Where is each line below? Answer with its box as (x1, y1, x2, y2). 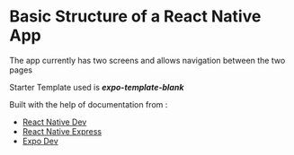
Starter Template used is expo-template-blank (9, 82, 184, 92)
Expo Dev (22, 135, 58, 146)
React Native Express (22, 125, 102, 136)
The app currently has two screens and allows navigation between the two (9, 55, 286, 65)
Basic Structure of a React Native (9, 6, 262, 27)
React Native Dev (22, 116, 87, 127)
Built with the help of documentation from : (9, 99, 168, 109)
